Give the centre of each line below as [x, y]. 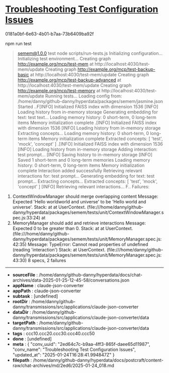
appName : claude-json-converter [48, 285]
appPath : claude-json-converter [47, 291]
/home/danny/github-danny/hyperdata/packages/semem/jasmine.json [90, 101]
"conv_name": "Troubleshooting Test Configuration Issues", [74, 349]
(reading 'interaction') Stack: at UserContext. [59, 250]
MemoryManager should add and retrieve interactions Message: [79, 223]
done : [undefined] [32, 339]
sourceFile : [25, 275]
